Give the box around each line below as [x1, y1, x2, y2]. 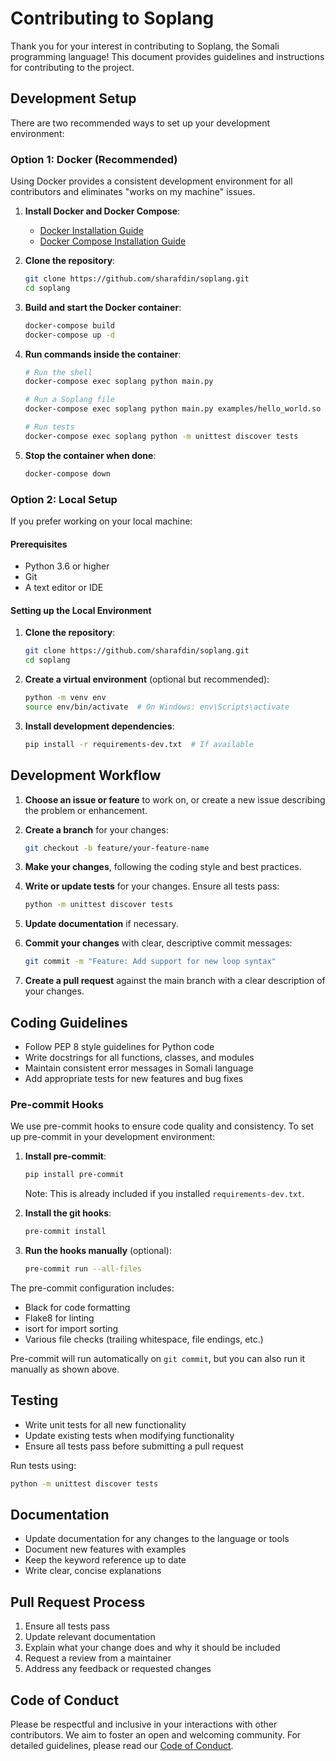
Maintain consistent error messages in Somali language [24, 1062, 254, 1074]
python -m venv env [24, 693, 107, 703]
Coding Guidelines [10, 1014, 128, 1031]
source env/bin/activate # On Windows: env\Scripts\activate [24, 702, 290, 712]
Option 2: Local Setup [10, 492, 118, 506]
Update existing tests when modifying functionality [24, 1429, 235, 1441]
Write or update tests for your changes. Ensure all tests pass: [24, 880, 280, 892]
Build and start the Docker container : [24, 301, 182, 313]
